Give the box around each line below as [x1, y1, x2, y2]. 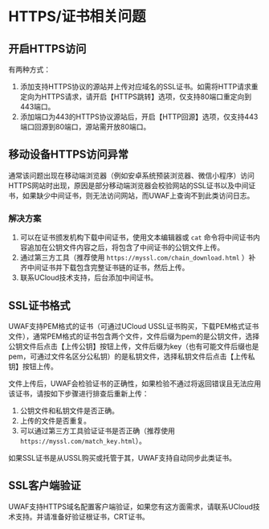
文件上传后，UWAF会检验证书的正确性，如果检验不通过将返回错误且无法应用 [8, 379, 262, 388]
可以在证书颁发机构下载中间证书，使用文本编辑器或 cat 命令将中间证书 [19, 232, 254, 242]
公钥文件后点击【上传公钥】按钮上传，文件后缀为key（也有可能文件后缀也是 [8, 341, 259, 351]
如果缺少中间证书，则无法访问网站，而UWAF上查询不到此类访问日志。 [22, 191, 255, 200]
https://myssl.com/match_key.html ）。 [19, 436, 146, 445]
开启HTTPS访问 [8, 42, 87, 55]
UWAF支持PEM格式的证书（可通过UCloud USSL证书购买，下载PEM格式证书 [8, 321, 259, 330]
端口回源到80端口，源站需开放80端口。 [19, 122, 151, 131]
